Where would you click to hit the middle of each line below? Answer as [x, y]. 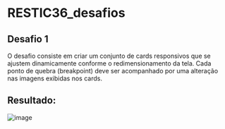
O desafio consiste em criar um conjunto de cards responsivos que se [109, 56]
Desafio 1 [28, 39]
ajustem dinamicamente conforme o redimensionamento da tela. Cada [109, 63]
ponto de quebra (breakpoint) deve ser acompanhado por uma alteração [113, 71]
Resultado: [32, 100]
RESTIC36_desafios [66, 13]
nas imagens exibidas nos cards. [55, 78]
